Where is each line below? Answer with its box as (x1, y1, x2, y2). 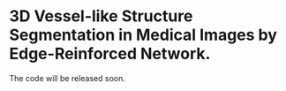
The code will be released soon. (9, 72, 126, 83)
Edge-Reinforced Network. (9, 44, 211, 64)
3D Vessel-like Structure (9, 6, 193, 27)
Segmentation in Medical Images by (9, 25, 278, 45)
